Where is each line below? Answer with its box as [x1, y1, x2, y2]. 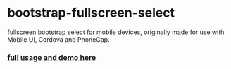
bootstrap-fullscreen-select [7, 5, 175, 21]
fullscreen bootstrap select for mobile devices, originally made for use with [7, 28, 225, 36]
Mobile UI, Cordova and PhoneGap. [7, 35, 111, 43]
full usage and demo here [7, 52, 96, 62]
